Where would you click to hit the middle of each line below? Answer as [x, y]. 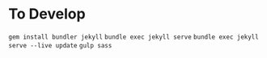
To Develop [47, 14]
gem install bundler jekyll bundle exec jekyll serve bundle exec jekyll [133, 37]
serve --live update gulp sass [60, 45]
